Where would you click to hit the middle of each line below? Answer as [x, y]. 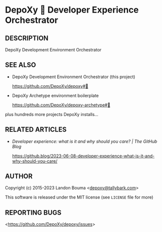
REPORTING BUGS [33, 212]
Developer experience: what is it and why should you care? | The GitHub [85, 141]
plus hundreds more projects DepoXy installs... [52, 114]
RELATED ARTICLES [36, 130]
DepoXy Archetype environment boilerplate [55, 95]
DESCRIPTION [27, 38]
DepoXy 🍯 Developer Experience [72, 10]
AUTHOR [19, 176]
